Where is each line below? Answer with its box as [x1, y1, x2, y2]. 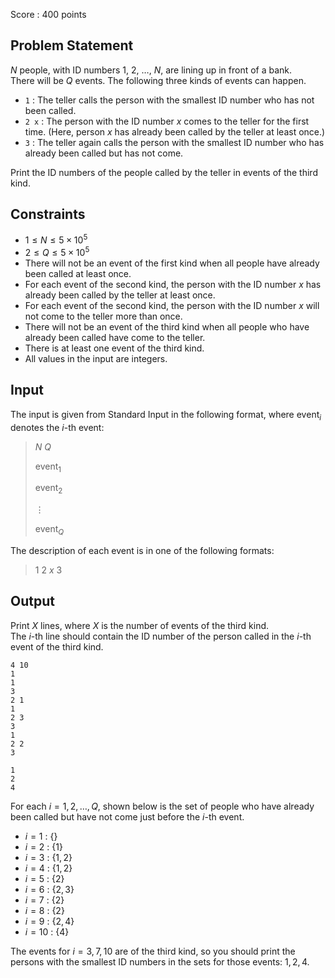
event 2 [34, 482, 63, 496]
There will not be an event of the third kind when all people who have [24, 320, 310, 333]
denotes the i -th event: [10, 421, 105, 433]
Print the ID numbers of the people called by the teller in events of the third [10, 166, 318, 178]
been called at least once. [24, 267, 132, 279]
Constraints [10, 206, 86, 223]
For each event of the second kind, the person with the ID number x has [24, 278, 322, 290]
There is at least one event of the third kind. [24, 342, 205, 354]
